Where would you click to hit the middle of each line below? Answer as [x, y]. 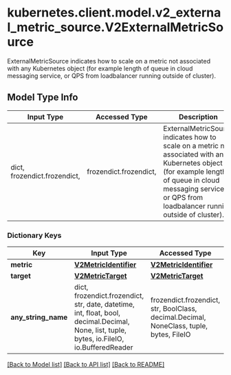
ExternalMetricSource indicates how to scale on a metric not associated [109, 61]
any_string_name [39, 317]
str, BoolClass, [174, 309]
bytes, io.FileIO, [99, 339]
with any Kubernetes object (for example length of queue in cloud [100, 68]
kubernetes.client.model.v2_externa [114, 13]
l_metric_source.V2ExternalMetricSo [115, 27]
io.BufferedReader [104, 347]
